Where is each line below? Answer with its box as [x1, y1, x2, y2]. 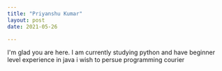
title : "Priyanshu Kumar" [7, 10, 82, 17]
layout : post [7, 17, 45, 24]
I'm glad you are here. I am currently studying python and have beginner [7, 48, 215, 56]
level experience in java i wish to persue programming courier [7, 56, 185, 64]
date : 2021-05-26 [7, 23, 58, 30]
